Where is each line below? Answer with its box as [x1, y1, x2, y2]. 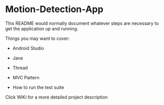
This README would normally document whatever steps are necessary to [5, 20, 159, 26]
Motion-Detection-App [5, 4, 104, 15]
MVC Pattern [12, 74, 39, 80]
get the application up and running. [5, 25, 78, 31]
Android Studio [12, 45, 44, 51]
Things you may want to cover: [5, 35, 70, 41]
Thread [12, 65, 28, 71]
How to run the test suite [12, 84, 64, 90]
